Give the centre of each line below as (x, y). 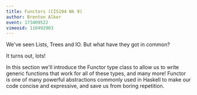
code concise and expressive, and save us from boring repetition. (85, 86)
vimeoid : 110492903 (30, 28)
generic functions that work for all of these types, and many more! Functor (96, 73)
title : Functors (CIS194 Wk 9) (44, 11)
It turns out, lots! (26, 56)
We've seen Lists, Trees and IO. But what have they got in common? (88, 45)
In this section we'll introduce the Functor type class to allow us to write (93, 67)
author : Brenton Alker (34, 17)
